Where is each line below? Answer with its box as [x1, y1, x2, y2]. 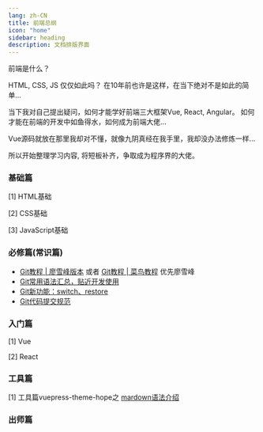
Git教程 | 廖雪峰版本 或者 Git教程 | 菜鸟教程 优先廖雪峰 [19, 267, 195, 276]
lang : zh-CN [8, 11, 47, 20]
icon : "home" [8, 26, 51, 34]
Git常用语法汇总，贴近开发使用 [19, 276, 120, 286]
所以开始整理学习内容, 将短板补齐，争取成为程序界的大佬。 [8, 151, 199, 161]
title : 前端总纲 [8, 19, 57, 27]
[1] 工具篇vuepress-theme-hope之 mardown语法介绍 [8, 392, 179, 402]
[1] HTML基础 [8, 191, 52, 202]
